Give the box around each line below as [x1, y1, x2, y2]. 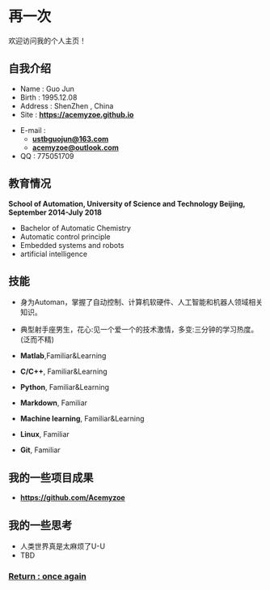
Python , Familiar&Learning [19, 383, 110, 392]
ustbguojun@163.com [32, 134, 109, 143]
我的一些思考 [8, 518, 73, 532]
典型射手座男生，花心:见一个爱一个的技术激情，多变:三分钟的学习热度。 [19, 325, 259, 335]
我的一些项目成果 [8, 471, 94, 485]
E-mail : [19, 125, 46, 135]
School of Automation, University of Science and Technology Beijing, [8, 199, 246, 208]
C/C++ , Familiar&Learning [19, 366, 108, 377]
